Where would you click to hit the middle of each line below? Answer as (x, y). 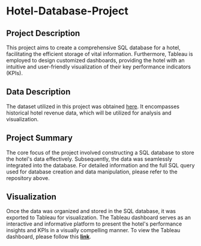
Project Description (43, 33)
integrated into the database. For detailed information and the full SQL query (100, 165)
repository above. (28, 178)
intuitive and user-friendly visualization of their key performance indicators (98, 67)
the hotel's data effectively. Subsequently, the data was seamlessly (89, 159)
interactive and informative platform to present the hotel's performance (94, 224)
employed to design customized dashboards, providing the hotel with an (95, 60)
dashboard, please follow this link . (49, 237)
